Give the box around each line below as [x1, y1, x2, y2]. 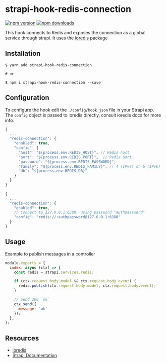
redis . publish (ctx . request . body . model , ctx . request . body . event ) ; [18, 283, 156, 288]
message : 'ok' [18, 306, 48, 311]
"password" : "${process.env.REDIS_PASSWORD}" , [18, 159, 116, 164]
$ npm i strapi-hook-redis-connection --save [5, 80, 101, 85]
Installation [5, 49, 41, 58]
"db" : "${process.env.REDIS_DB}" [18, 168, 88, 174]
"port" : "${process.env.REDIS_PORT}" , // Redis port [18, 154, 132, 160]
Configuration [5, 94, 50, 102]
